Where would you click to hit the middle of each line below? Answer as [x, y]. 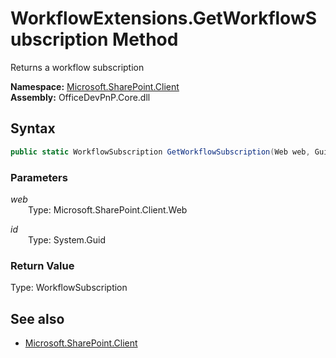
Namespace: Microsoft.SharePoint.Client [95, 86]
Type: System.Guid [67, 239]
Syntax [33, 128]
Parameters [39, 177]
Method [145, 39]
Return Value [42, 265]
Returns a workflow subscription [77, 67]
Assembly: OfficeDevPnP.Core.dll [80, 97]
